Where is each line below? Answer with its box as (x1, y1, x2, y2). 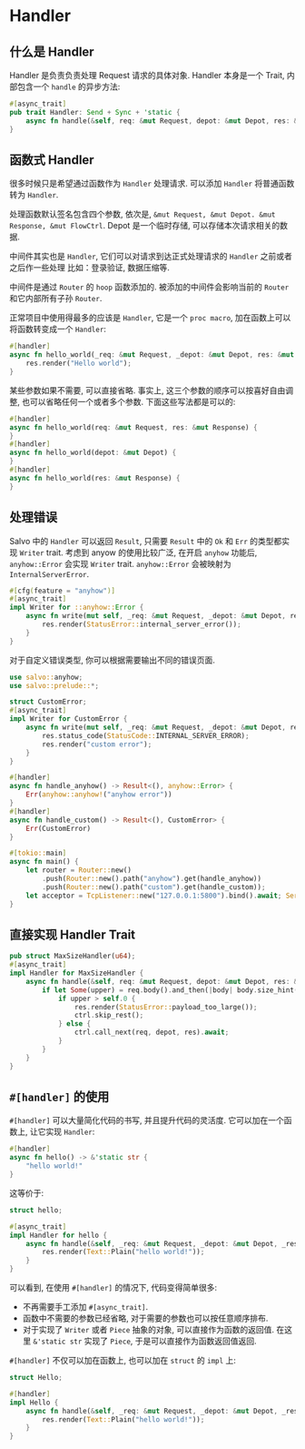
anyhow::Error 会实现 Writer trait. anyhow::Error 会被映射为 (9, 558, 231, 569)
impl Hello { (9, 1398, 59, 1407)
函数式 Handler (9, 152, 94, 167)
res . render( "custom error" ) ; (42, 739, 152, 749)
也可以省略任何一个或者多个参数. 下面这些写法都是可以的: (21, 396, 236, 407)
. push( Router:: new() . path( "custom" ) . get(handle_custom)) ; (42, 882, 266, 892)
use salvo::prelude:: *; (9, 681, 100, 690)
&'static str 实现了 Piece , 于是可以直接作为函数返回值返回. (33, 1335, 257, 1346)
